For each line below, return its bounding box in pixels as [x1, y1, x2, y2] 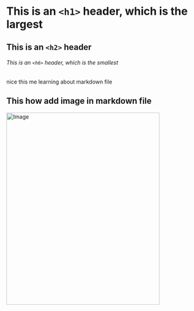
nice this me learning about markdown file [6, 78, 113, 85]
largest [6, 17, 43, 31]
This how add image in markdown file [6, 96, 152, 106]
